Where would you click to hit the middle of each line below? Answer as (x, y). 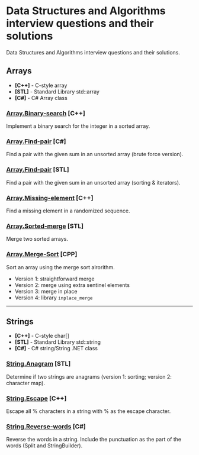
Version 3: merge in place (46, 291)
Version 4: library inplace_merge (54, 298)
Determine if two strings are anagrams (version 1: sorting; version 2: (89, 376)
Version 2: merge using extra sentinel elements (72, 285)
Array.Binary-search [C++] (46, 113)
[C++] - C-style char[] (42, 336)
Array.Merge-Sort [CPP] (42, 254)
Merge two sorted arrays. (37, 239)
